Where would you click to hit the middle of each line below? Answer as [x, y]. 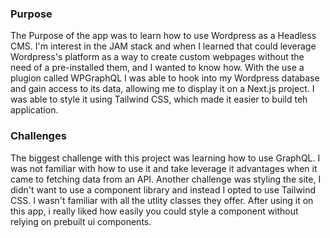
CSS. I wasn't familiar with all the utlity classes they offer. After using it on [162, 200]
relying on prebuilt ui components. [81, 221]
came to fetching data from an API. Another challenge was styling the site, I [166, 179]
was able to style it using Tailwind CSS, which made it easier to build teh [159, 99]
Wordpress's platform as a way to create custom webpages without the [157, 57]
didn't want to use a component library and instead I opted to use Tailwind [163, 189]
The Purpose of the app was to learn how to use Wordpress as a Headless [163, 36]
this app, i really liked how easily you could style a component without [154, 211]
